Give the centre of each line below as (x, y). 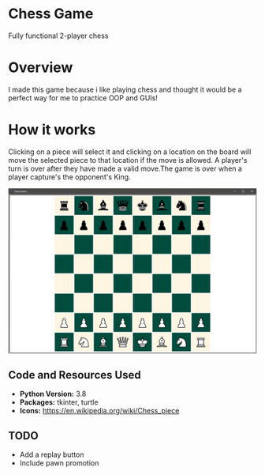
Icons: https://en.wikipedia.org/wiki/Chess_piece (99, 411)
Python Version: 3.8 (53, 394)
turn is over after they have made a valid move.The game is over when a (125, 168)
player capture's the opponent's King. (70, 177)
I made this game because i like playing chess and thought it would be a (125, 89)
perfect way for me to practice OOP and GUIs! (83, 98)
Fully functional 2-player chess (58, 36)
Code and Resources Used (75, 375)
